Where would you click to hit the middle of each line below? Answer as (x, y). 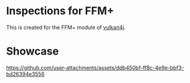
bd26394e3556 (25, 74)
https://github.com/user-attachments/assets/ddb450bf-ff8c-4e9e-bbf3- (95, 68)
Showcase (33, 51)
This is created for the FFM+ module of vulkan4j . (66, 27)
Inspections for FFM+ (60, 11)
